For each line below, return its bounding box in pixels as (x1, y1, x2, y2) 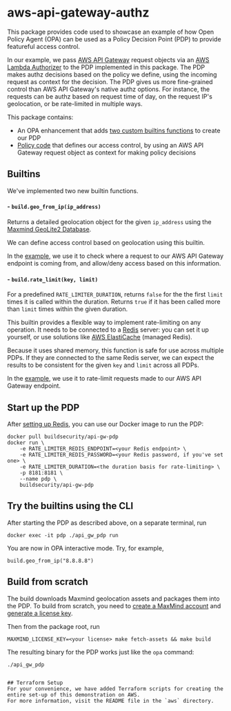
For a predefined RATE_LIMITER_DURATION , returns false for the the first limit (7, 290, 223, 299)
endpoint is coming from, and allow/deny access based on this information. (7, 259, 221, 267)
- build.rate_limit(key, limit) (7, 274, 99, 283)
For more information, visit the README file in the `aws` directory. (7, 697, 214, 704)
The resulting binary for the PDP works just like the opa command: (7, 648, 194, 656)
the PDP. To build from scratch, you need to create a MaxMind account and (7, 601, 221, 610)
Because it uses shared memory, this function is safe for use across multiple (7, 346, 224, 354)
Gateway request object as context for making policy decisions (17, 148, 197, 157)
